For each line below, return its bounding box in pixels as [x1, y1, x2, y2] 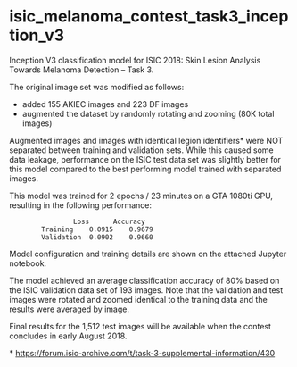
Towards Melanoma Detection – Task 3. [9, 64, 154, 75]
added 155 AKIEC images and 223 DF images [21, 98, 189, 109]
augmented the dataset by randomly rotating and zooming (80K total [21, 108, 275, 119]
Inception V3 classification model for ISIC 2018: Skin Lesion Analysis [9, 54, 261, 65]
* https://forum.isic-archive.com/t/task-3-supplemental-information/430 [9, 347, 276, 358]
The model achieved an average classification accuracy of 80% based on [9, 275, 280, 286]
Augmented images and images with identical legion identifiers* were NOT [9, 135, 284, 146]
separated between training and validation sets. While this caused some [9, 145, 274, 155]
